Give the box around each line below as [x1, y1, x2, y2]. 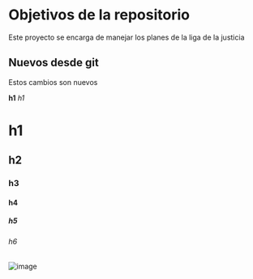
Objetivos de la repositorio [8, 6, 191, 24]
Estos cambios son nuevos [8, 77, 98, 87]
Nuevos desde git [8, 56, 99, 70]
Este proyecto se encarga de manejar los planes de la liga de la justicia [8, 32, 245, 42]
